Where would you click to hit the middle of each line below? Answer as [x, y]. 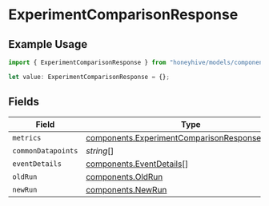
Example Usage [48, 44]
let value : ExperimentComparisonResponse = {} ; [89, 77]
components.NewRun [126, 189]
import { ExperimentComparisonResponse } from [87, 62]
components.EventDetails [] [137, 164]
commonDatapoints [45, 151]
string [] [100, 151]
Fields [24, 102]
